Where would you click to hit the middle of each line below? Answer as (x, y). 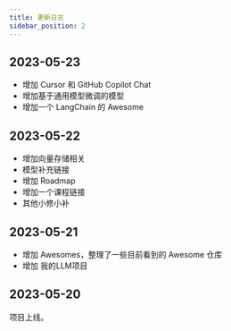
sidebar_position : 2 (48, 26)
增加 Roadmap (49, 181)
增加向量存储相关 (54, 158)
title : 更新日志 (37, 17)
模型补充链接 (45, 170)
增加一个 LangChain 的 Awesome (83, 107)
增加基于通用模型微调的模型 (73, 96)
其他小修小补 (45, 203)
